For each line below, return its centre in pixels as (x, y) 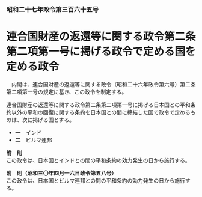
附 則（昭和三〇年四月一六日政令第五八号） (62, 173)
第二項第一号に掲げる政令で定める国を (101, 52)
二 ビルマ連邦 (33, 140)
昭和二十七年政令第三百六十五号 (53, 9)
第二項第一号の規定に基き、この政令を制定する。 (67, 92)
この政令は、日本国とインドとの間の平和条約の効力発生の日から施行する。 (98, 160)
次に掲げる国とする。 (48, 120)
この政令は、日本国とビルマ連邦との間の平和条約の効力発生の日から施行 (96, 180)
